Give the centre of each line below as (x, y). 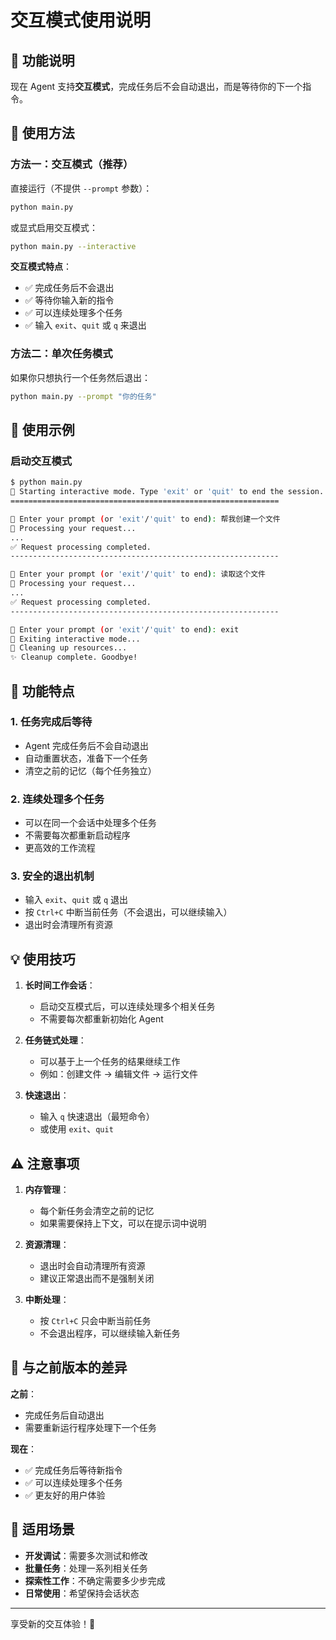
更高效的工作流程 (60, 848)
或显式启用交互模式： (54, 227)
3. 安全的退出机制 (52, 876)
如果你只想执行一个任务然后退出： (80, 377)
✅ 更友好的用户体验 (65, 1495)
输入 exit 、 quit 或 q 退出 (76, 900)
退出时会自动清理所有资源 (92, 1266)
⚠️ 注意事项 (45, 1163)
